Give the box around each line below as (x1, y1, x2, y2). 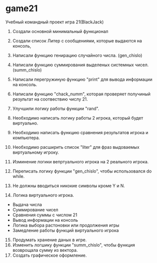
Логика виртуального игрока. (12, 192, 74, 198)
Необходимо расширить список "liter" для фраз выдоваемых (12, 144, 140, 150)
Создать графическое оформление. (12, 252, 87, 258)
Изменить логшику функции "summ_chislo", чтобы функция (12, 242, 135, 248)
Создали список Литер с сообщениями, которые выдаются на (12, 37, 142, 44)
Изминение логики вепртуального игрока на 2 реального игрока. (12, 158, 149, 164)
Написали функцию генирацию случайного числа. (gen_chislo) (12, 52, 142, 58)
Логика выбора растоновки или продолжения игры (12, 222, 120, 228)
